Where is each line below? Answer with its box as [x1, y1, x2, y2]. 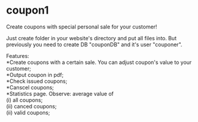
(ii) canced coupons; [6, 102, 57, 110]
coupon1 [6, 4, 49, 17]
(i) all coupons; [6, 96, 43, 104]
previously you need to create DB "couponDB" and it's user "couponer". [6, 41, 183, 48]
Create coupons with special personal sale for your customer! [6, 23, 158, 30]
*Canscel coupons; [6, 84, 54, 91]
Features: [6, 52, 30, 59]
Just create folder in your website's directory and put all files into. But [6, 34, 177, 41]
